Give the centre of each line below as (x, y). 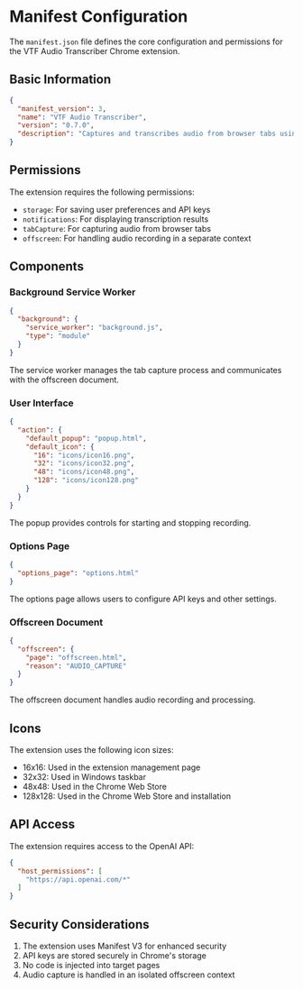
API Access (42, 824)
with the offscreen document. (64, 380)
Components (46, 266)
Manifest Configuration (99, 17)
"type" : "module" (58, 336)
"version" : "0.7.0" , (56, 125)
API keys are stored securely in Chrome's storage (115, 955)
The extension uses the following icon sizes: (92, 749)
